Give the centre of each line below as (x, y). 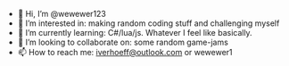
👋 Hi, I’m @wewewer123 (62, 14)
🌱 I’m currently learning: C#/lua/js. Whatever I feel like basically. (135, 33)
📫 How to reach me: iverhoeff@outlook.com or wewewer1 (125, 52)
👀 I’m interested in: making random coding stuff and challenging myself (149, 23)
